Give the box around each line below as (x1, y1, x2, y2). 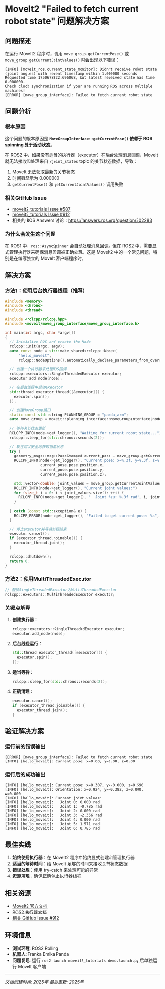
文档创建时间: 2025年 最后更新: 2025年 (5, 979, 84, 985)
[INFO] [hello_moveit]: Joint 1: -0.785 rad (5, 804, 102, 809)
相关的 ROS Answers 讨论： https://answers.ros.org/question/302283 (12, 217, 152, 223)
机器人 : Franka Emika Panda (12, 951, 69, 957)
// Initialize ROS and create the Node (9, 340, 91, 344)
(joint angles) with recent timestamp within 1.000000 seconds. (5, 71, 139, 76)
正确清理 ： (12, 688, 34, 694)
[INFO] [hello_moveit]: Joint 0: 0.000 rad (5, 800, 100, 805)
